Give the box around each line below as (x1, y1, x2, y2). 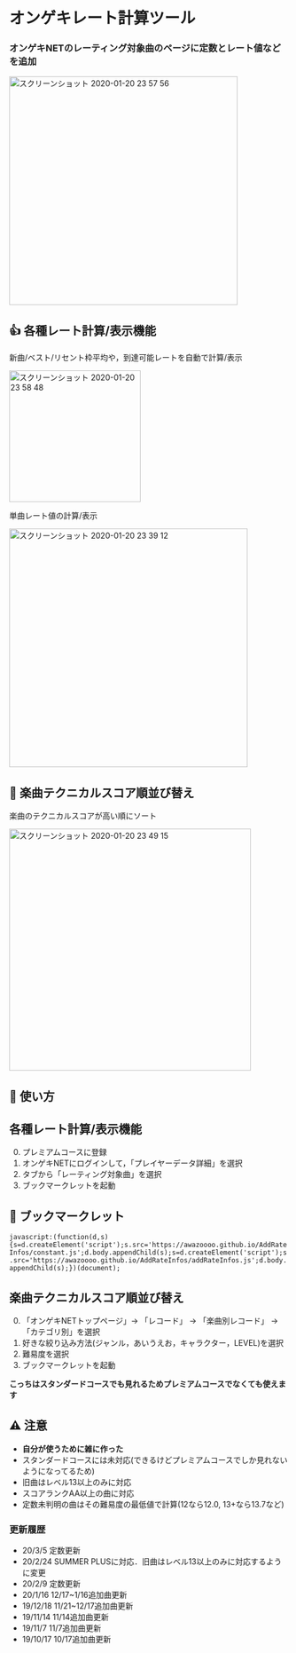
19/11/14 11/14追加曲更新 (21, 1612, 109, 1623)
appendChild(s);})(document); (9, 1264, 121, 1273)
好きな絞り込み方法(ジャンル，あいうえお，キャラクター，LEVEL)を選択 (21, 1337, 284, 1348)
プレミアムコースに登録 (21, 1147, 108, 1158)
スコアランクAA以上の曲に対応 (21, 1488, 135, 1499)
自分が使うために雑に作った (21, 1443, 124, 1454)
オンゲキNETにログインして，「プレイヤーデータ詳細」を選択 (21, 1158, 243, 1168)
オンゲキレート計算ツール (9, 8, 197, 28)
